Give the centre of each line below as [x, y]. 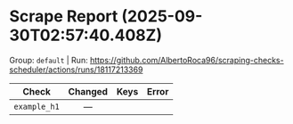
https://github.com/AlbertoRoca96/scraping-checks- [187, 60]
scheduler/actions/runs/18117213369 [76, 70]
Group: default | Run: [49, 60]
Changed [88, 91]
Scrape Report [64, 17]
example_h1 [37, 106]
